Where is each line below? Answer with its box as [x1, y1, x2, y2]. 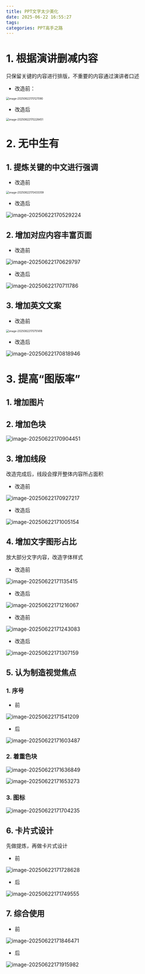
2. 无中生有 [6, 137, 60, 150]
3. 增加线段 [6, 454, 46, 464]
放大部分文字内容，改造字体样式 [6, 553, 83, 560]
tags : [6, 19, 19, 25]
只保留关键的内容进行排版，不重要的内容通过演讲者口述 [6, 73, 139, 80]
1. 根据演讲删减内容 [6, 52, 98, 65]
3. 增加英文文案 [6, 300, 61, 311]
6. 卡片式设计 [6, 826, 54, 836]
